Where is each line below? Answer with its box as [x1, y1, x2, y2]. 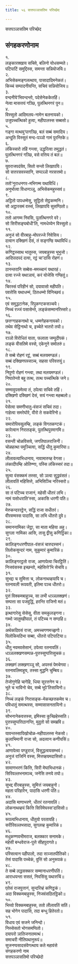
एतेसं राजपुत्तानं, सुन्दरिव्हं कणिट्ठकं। [5, 885, 61, 891]
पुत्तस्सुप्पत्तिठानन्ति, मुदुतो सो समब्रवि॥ [5, 719, 64, 725]
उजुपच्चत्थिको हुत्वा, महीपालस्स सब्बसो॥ [5, 118, 69, 124]
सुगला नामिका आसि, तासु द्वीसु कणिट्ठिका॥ [5, 530, 72, 536]
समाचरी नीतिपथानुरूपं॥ [5, 937, 43, 943]
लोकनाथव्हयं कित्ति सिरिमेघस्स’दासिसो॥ [5, 805, 68, 811]
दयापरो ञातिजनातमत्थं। [5, 931, 44, 937]
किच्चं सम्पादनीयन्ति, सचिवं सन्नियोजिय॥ [5, 83, 68, 89]
